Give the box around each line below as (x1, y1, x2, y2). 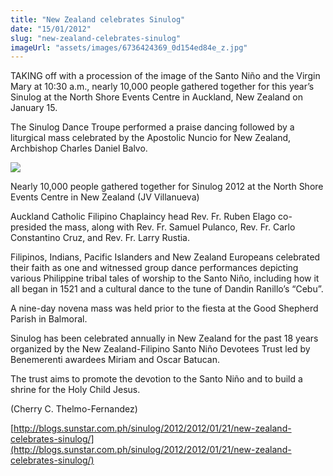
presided (10, 221, 47, 233)
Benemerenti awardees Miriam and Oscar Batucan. (10, 354, 221, 366)
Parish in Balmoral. (10, 313, 88, 325)
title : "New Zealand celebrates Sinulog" (10, 14, 186, 25)
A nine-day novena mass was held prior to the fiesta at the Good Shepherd (10, 302, 319, 315)
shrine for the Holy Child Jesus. (10, 384, 141, 396)
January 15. (10, 102, 58, 114)
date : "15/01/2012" (10, 24, 92, 34)
